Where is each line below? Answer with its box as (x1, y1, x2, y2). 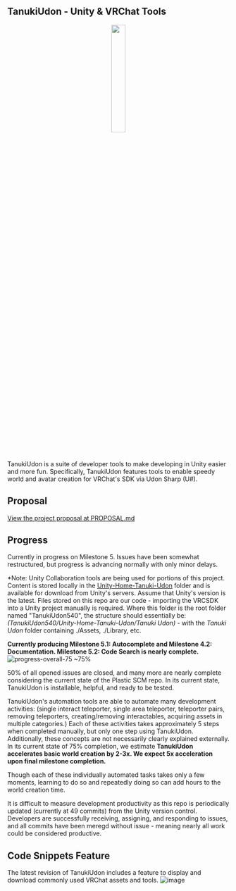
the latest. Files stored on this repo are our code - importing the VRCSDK (7, 597, 219, 605)
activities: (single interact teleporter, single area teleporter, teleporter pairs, (7, 704, 225, 714)
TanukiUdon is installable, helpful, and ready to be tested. (7, 683, 175, 692)
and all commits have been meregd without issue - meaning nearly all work (7, 822, 225, 830)
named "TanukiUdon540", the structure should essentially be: (7, 611, 187, 620)
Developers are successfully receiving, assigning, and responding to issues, (7, 814, 228, 823)
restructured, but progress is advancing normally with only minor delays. (7, 560, 218, 569)
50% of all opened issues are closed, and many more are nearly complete (7, 668, 222, 677)
